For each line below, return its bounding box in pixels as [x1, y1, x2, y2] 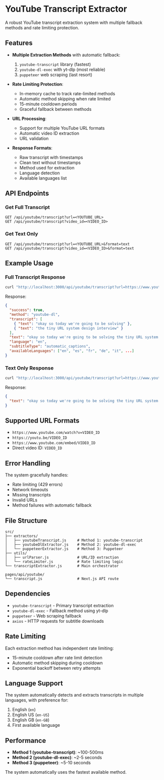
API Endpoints [5, 189, 49, 198]
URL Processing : [12, 116, 47, 122]
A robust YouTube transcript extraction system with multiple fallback [5, 20, 143, 25]
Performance [5, 736, 46, 745]
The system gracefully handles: [5, 472, 68, 478]
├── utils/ [5, 551, 27, 556]
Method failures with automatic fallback [12, 502, 92, 508]
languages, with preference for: [5, 697, 68, 703]
